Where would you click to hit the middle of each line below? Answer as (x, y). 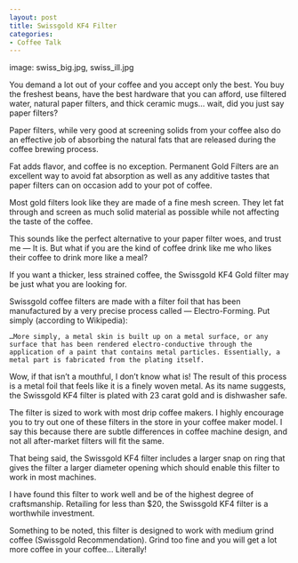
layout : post (33, 17)
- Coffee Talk (36, 42)
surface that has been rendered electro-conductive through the (131, 345)
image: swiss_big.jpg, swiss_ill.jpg (72, 68)
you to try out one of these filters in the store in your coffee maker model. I (146, 422)
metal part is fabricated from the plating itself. (107, 360)
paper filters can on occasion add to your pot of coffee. (111, 185)
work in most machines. (53, 478)
